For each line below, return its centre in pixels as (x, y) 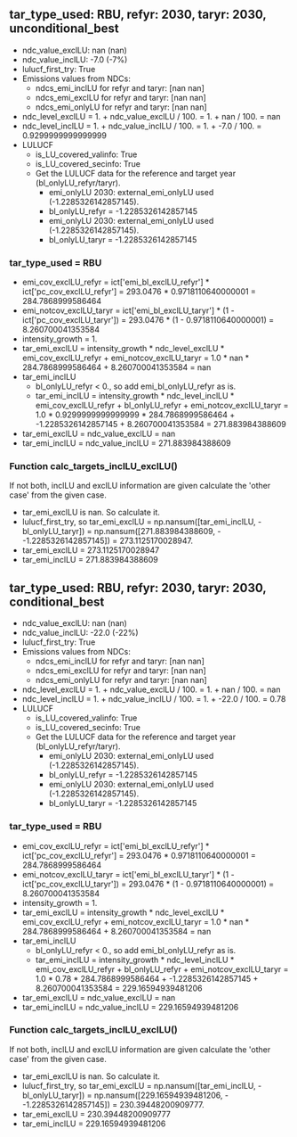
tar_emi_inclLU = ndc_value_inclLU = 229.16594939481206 (130, 1007)
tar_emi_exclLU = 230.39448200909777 (96, 1114)
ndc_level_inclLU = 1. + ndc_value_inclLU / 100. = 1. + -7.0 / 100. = (142, 126)
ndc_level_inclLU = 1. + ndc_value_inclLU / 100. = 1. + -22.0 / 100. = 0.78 (154, 699)
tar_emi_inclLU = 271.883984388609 (90, 560)
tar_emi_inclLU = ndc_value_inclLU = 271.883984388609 (126, 443)
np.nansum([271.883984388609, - (157, 531)
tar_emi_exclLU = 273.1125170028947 (91, 550)
